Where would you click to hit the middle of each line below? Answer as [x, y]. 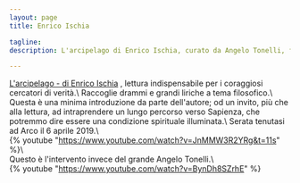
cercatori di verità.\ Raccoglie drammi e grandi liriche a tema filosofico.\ [141, 93]
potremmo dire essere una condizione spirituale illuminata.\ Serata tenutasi [147, 121]
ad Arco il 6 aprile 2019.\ [54, 131]
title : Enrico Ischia [50, 26]
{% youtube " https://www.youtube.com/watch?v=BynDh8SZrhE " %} [135, 169]
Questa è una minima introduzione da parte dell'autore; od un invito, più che [149, 103]
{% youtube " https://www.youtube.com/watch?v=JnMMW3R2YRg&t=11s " [145, 140]
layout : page [33, 17]
